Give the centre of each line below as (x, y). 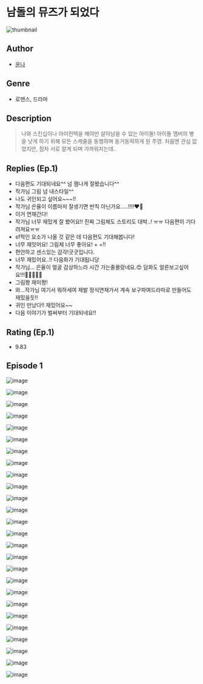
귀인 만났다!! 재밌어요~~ (44, 305)
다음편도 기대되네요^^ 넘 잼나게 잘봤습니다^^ (67, 184)
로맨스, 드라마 (32, 99)
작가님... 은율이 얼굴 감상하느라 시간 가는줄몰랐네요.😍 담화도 (87, 267)
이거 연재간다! (32, 214)
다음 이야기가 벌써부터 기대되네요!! (55, 313)
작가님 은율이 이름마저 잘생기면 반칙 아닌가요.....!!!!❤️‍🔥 (79, 206)
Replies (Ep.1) (32, 168)
